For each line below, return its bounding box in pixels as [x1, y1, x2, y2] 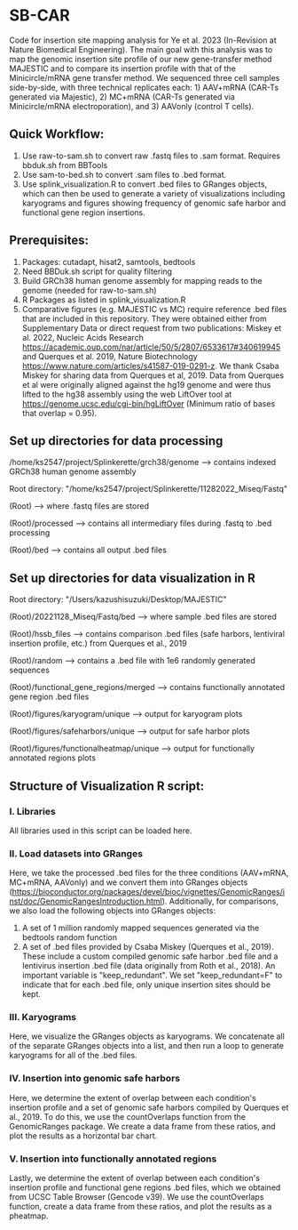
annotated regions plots [9, 752, 96, 763]
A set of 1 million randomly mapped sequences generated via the [21, 922, 260, 934]
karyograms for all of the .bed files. [9, 1050, 137, 1061]
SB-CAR [9, 5, 71, 26]
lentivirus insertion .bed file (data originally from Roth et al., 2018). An [21, 961, 276, 971]
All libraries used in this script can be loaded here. [9, 824, 192, 836]
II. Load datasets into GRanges [9, 847, 144, 859]
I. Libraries [9, 805, 56, 817]
